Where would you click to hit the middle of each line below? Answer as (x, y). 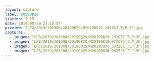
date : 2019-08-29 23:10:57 (33, 23)
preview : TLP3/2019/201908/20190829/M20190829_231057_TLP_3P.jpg (74, 28)
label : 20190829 (22, 14)
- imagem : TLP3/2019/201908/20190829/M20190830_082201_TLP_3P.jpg (79, 46)
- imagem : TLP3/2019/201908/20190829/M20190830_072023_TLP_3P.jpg (79, 42)
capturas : (15, 32)
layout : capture (22, 10)
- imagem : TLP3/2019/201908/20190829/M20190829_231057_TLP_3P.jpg (79, 37)
